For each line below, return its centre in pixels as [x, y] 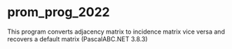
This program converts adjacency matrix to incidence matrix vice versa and [116, 31]
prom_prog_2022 [59, 12]
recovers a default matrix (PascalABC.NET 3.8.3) [78, 38]
